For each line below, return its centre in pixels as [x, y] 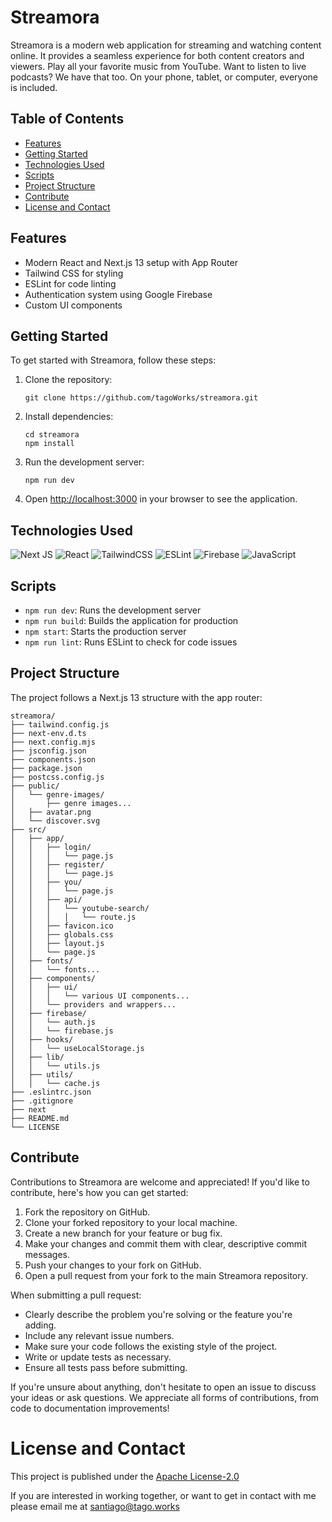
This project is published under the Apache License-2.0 [125, 1476]
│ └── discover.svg [55, 821]
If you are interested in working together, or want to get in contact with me [163, 1495]
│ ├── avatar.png [51, 812]
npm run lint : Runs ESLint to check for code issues [131, 642]
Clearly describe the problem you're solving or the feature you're [158, 1314]
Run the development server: [84, 462]
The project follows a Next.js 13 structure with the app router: [136, 697]
